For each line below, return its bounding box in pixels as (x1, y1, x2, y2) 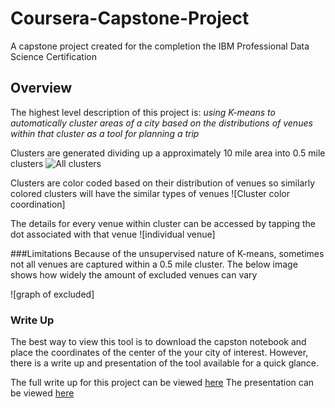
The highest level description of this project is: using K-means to (10, 106, 276, 118)
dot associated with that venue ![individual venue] (10, 228, 216, 240)
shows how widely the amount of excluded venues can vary (10, 268, 258, 281)
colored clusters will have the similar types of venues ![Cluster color (10, 187, 290, 199)
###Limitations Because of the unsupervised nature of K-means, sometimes (10, 247, 325, 259)
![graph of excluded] (10, 288, 95, 300)
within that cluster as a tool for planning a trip (10, 127, 200, 139)
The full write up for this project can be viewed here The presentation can (10, 377, 315, 389)
